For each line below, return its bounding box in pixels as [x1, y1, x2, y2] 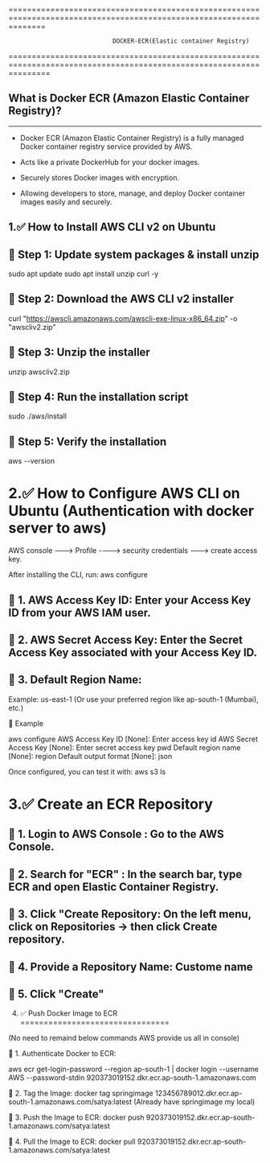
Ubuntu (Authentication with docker [8, 502, 255, 520]
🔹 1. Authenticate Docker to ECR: [8, 1049, 117, 1058]
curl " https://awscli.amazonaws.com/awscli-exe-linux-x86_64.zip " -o [8, 313, 238, 323]
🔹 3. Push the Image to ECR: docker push [8, 1112, 145, 1123]
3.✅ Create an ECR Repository [8, 794, 213, 813]
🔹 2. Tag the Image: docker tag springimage [8, 1088, 154, 1099]
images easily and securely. [19, 196, 112, 206]
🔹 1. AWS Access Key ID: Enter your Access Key [8, 593, 252, 607]
